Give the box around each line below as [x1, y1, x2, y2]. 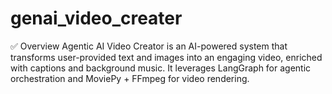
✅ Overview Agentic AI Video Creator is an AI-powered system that [10, 40, 288, 52]
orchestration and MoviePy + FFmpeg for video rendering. [10, 72, 250, 84]
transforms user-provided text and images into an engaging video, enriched [10, 51, 323, 63]
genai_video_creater [10, 7, 183, 30]
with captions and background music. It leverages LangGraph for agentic [10, 62, 312, 74]
